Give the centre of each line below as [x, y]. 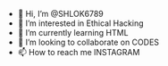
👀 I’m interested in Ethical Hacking [80, 23]
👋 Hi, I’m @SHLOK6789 [61, 14]
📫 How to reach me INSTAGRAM [79, 52]
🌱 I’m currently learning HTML [73, 33]
